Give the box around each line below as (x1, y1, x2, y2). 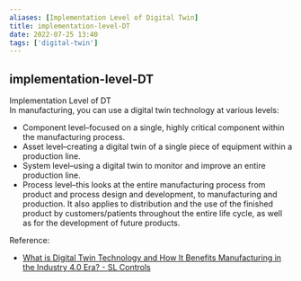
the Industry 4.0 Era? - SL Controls (22, 262, 151, 273)
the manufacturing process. (22, 132, 126, 143)
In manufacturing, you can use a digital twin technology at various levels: (9, 105, 279, 116)
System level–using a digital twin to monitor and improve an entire (22, 161, 267, 171)
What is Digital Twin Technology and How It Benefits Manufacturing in (22, 252, 281, 263)
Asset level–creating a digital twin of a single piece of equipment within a (22, 141, 293, 153)
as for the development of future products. (22, 217, 181, 229)
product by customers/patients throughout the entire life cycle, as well (22, 208, 283, 219)
